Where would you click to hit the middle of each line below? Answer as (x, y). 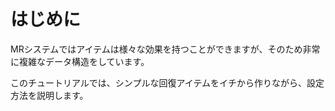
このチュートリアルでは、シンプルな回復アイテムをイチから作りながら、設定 (167, 82)
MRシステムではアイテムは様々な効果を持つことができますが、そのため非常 (165, 49)
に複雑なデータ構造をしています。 (80, 61)
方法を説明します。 (49, 95)
